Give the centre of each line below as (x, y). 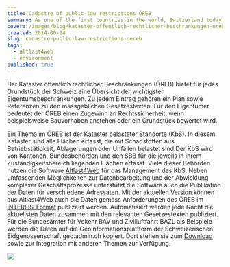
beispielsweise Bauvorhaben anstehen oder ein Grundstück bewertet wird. (112, 120)
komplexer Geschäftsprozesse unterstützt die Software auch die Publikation (114, 185)
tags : (15, 45)
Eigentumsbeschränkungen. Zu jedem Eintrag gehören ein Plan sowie (105, 98)
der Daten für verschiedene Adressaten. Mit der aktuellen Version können (111, 192)
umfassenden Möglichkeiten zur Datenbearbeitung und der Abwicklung (108, 177)
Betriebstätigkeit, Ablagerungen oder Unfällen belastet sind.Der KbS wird (110, 148)
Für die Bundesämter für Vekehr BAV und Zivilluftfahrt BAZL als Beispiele (110, 221)
